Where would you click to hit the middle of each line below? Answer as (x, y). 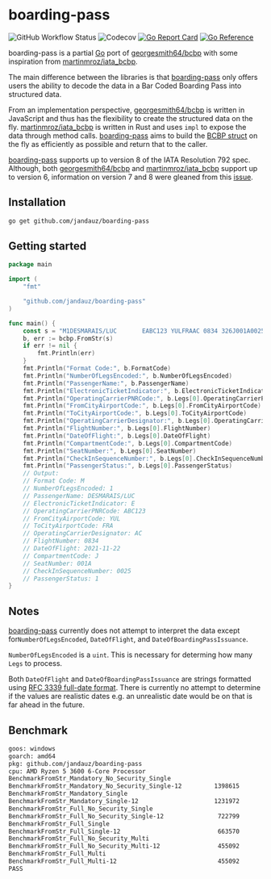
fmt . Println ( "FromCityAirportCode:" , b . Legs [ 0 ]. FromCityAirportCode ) (142, 406)
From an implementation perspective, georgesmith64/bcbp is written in (127, 110)
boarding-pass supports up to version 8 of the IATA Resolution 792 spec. (129, 160)
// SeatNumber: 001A (57, 563)
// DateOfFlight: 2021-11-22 (72, 549)
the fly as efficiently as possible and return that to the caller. (108, 144)
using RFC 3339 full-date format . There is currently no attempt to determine (134, 688)
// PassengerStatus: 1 (61, 579)
